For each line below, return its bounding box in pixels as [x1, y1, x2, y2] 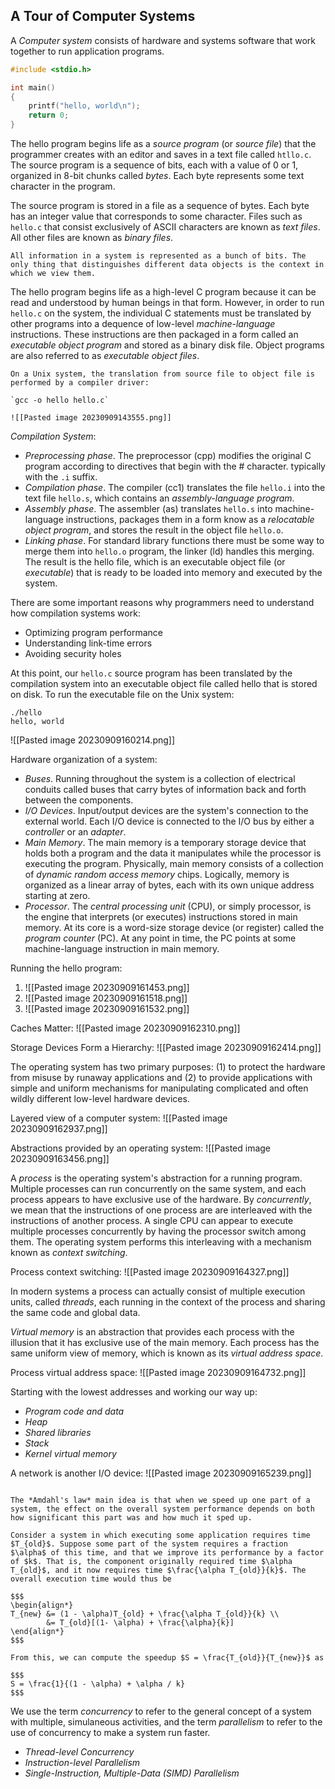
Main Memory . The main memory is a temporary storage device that [24, 837, 307, 849]
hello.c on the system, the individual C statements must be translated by [10, 307, 312, 319]
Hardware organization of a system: [10, 754, 158, 766]
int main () [10, 82, 56, 93]
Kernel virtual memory [24, 1448, 117, 1460]
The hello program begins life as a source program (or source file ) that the [10, 138, 317, 150]
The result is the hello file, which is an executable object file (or [24, 556, 286, 568]
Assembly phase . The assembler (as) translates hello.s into [24, 503, 273, 515]
